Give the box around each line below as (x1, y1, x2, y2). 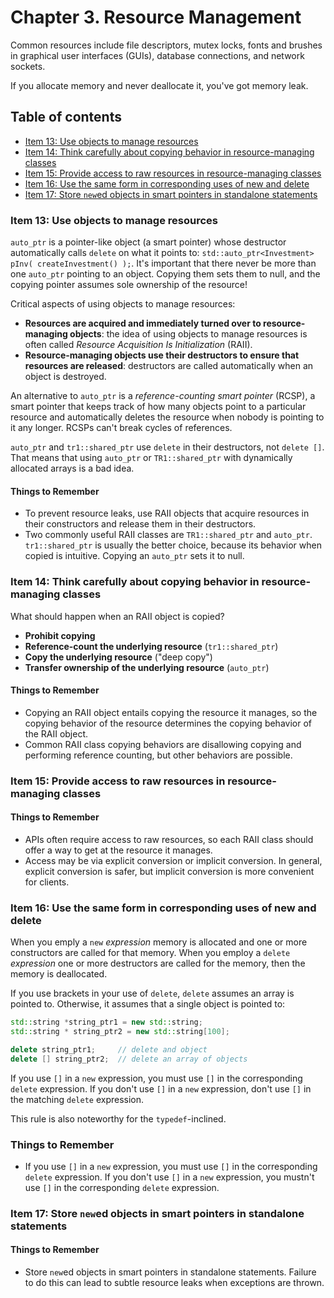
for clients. (24, 876, 70, 888)
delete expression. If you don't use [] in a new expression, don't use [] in (10, 1082, 312, 1095)
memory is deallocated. (10, 968, 108, 980)
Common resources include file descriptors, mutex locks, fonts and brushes (10, 39, 323, 51)
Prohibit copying (24, 629, 96, 641)
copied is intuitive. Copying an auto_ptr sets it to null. (24, 550, 245, 562)
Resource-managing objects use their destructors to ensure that (24, 349, 300, 361)
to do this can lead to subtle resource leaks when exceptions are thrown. (24, 1277, 325, 1289)
